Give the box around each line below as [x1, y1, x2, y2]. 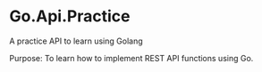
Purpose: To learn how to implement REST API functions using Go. [9, 52, 254, 63]
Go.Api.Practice [9, 6, 131, 27]
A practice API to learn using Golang [9, 36, 143, 46]
